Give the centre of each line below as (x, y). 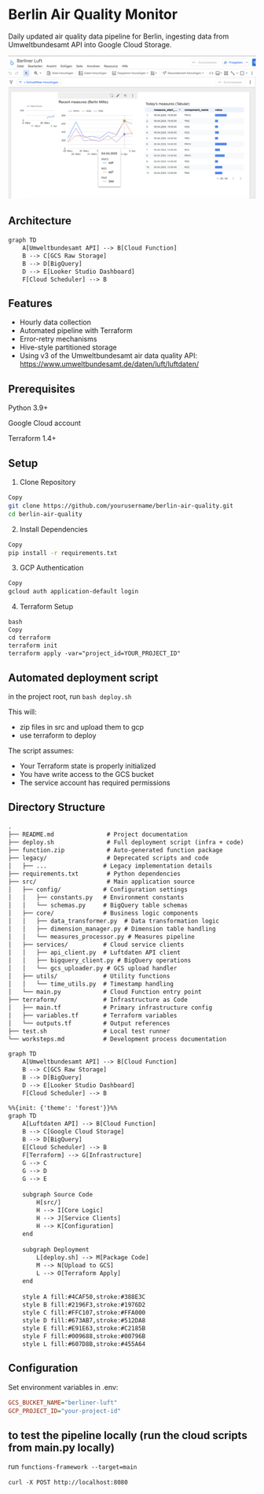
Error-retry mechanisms (58, 339)
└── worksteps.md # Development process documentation (117, 1039)
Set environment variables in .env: (63, 1387)
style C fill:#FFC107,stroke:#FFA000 (84, 1312)
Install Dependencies (53, 529)
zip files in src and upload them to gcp (81, 727)
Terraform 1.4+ (32, 438)
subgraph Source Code (57, 1194)
